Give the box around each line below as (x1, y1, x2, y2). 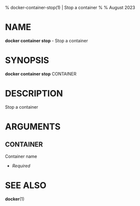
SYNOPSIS (5, 55, 50, 66)
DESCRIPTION (5, 88, 63, 99)
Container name (5, 153, 37, 159)
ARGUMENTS (5, 121, 61, 132)
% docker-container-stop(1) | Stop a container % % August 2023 (5, 5, 135, 10)
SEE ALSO (5, 180, 47, 191)
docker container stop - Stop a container (5, 37, 88, 43)
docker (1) (5, 196, 25, 202)
